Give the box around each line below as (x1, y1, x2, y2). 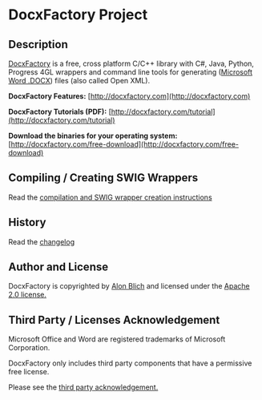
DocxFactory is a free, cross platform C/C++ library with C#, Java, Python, (8, 59, 255, 68)
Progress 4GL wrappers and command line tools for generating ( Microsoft (8, 67, 253, 77)
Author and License (8, 261, 109, 274)
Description (8, 38, 68, 51)
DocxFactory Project (8, 6, 148, 24)
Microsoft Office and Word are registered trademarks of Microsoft (8, 334, 226, 344)
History (8, 216, 46, 229)
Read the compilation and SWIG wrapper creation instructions (8, 192, 212, 202)
